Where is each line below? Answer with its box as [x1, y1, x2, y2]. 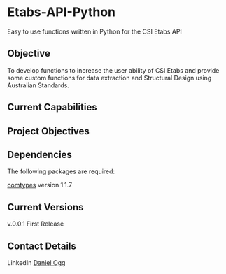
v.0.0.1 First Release [7, 219, 64, 228]
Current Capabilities [7, 101, 97, 113]
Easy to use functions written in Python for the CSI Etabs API [7, 27, 182, 36]
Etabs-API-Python [7, 4, 115, 20]
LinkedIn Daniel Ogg [7, 258, 66, 266]
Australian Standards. [7, 81, 70, 89]
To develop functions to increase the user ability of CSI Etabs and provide [7, 66, 220, 74]
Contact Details [7, 240, 77, 252]
